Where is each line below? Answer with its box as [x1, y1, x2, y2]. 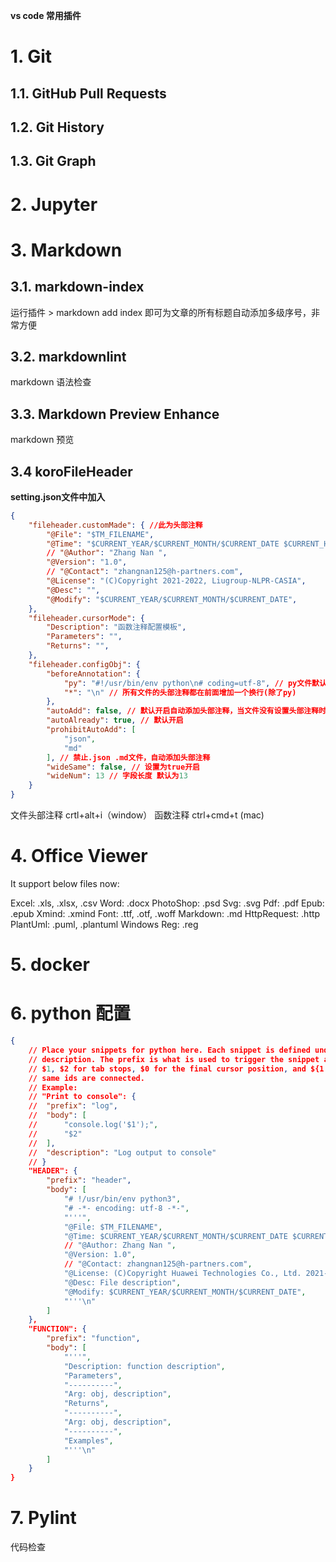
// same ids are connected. [28, 1073, 145, 1083]
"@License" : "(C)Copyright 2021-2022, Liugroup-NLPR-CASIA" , [46, 576, 307, 586]
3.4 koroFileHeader [10, 463, 133, 480]
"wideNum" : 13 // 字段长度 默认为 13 [46, 771, 188, 781]
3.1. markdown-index [10, 279, 145, 296]
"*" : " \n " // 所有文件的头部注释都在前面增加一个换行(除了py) [63, 687, 297, 698]
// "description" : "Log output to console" [28, 1147, 217, 1158]
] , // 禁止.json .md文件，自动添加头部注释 [46, 752, 211, 763]
